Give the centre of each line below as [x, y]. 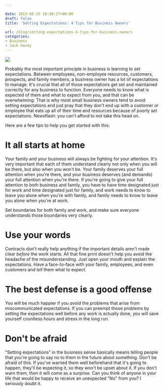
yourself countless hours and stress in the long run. [57, 319]
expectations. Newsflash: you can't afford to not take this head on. [72, 115]
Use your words [38, 235]
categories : [17, 37]
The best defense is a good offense [79, 289]
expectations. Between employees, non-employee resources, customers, [79, 74]
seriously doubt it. [23, 383]
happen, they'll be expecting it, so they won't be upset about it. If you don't [81, 368]
